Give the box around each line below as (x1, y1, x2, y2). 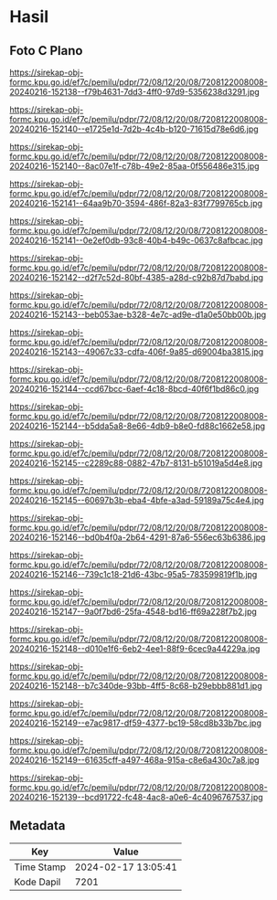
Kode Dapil (14, 875, 61, 888)
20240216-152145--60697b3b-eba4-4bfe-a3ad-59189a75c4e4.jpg (9, 495, 265, 505)
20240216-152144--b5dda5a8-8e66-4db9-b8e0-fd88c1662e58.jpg (9, 420, 266, 431)
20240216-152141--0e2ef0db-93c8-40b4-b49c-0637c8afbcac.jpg (9, 235, 263, 246)
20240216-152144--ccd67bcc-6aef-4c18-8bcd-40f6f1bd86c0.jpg (9, 384, 259, 394)
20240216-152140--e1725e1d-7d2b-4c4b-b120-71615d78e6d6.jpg (9, 123, 259, 134)
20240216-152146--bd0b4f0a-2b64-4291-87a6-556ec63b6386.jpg (9, 532, 266, 543)
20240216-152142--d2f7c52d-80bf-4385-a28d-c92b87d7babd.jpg (9, 272, 263, 282)
